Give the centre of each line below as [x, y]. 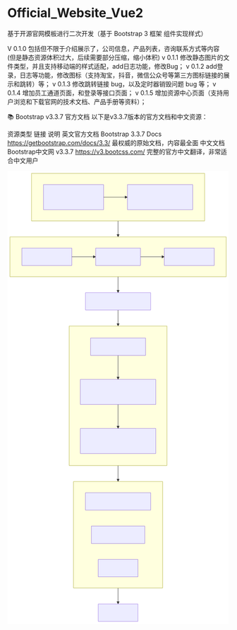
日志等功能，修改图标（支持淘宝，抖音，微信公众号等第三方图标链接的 [121, 75]
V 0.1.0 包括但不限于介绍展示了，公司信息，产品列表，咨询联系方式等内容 [114, 48]
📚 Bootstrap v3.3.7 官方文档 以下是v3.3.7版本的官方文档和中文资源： [108, 116]
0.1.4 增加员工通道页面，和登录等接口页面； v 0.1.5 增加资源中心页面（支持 [115, 93]
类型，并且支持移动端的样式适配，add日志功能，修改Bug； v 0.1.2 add [115, 66]
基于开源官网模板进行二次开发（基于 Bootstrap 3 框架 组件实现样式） [107, 33]
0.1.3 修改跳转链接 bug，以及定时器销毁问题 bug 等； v [137, 84]
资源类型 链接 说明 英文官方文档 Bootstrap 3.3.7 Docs [85, 134]
